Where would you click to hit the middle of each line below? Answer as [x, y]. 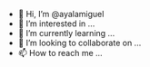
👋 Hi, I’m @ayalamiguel [61, 14]
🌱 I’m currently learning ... [66, 33]
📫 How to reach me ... [60, 53]
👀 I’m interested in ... [56, 24]
